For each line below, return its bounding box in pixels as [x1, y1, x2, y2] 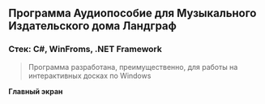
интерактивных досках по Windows [28, 71, 152, 80]
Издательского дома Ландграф [8, 19, 177, 33]
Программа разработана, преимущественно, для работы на [28, 62, 238, 71]
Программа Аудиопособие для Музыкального [8, 6, 257, 20]
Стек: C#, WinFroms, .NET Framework [8, 44, 162, 55]
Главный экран [8, 86, 63, 96]
